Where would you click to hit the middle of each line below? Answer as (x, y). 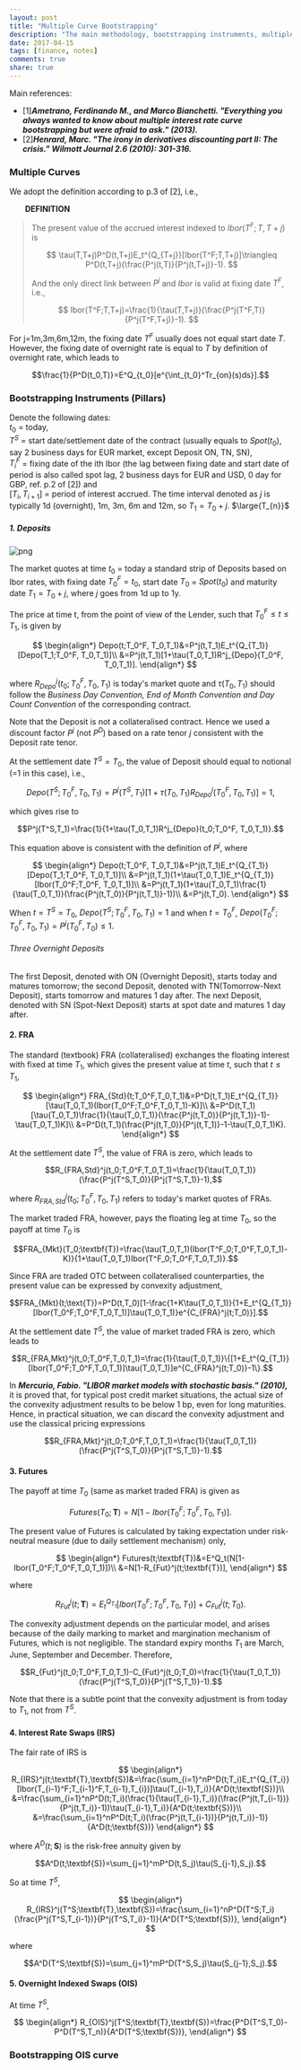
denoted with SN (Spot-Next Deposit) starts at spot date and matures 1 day (148, 1004)
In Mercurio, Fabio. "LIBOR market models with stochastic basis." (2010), (149, 1385)
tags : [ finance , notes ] (54, 51)
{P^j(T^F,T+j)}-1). (155, 320)
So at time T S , (35, 1881)
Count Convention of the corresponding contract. (100, 705)
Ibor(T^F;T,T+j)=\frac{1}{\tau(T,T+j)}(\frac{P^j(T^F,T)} (168, 310)
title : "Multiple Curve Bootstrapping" (84, 26)
